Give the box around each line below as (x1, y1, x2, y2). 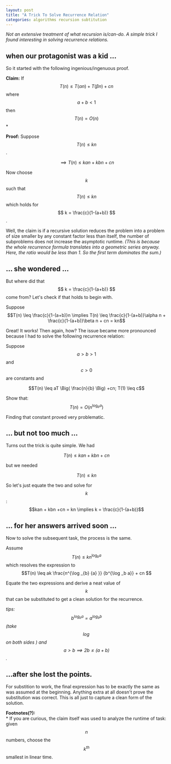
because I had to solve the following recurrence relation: (6, 333, 125, 339)
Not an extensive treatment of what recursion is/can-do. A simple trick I (6, 31, 158, 38)
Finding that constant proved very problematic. (6, 414, 105, 420)
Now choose (6, 169, 33, 175)
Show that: (6, 395, 29, 401)
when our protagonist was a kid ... (6, 51, 117, 60)
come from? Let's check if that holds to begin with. (6, 294, 113, 300)
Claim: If (6, 75, 25, 81)
